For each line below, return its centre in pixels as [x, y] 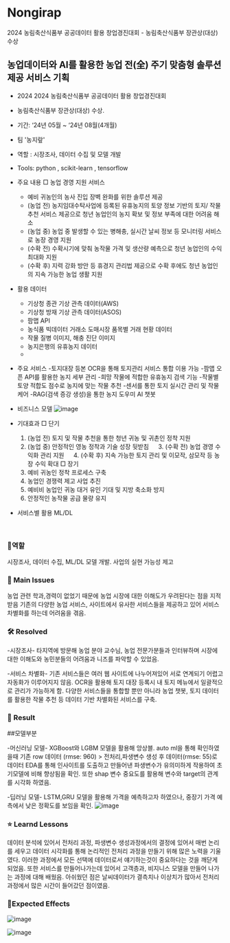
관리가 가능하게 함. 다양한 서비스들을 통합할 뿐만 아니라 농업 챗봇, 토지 [107, 691]
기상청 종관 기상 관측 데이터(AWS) [73, 303]
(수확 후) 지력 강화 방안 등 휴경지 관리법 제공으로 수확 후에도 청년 [114, 265]
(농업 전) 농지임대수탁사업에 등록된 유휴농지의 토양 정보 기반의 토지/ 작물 [124, 205]
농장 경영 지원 [53, 239]
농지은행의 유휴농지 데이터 [62, 346]
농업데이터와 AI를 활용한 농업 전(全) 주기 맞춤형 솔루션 [114, 65]
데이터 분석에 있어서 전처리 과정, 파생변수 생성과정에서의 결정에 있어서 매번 [107, 843]
